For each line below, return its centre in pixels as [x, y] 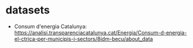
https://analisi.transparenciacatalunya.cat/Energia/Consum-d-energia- [101, 32]
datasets [28, 10]
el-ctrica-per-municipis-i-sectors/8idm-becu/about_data [83, 39]
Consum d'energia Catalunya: [50, 26]
